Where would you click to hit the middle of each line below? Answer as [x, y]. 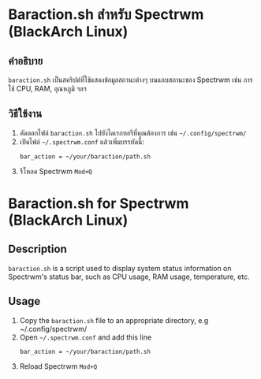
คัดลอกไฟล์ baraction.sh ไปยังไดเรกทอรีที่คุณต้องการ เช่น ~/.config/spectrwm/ [133, 132]
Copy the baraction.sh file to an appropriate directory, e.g [114, 320]
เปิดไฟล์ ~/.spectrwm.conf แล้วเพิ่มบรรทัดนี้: [82, 141]
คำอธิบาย [26, 61]
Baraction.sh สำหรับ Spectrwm [106, 15]
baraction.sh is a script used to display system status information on [120, 268]
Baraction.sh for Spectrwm [99, 203]
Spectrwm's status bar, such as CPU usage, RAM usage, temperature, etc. [129, 277]
